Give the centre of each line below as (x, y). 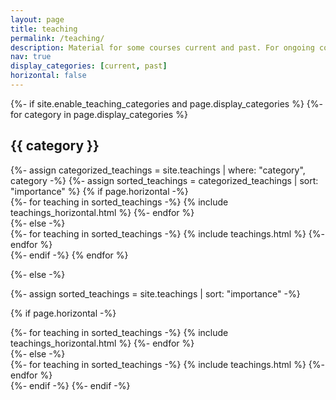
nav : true (31, 57)
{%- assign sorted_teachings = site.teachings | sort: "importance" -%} (155, 293)
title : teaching (44, 29)
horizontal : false (48, 76)
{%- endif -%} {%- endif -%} (70, 385)
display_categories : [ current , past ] (89, 66)
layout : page (37, 19)
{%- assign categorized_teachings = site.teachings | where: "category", (158, 170)
